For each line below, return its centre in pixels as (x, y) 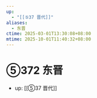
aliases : (17, 23)
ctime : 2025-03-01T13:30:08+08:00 (49, 34)
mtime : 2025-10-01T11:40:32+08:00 (49, 39)
